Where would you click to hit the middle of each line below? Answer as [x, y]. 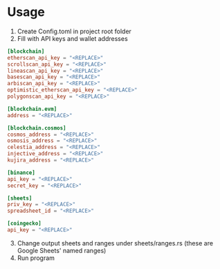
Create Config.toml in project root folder [74, 31]
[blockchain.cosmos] [37, 128]
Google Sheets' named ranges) [62, 250]
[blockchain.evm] [32, 109]
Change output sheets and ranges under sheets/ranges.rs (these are [115, 243]
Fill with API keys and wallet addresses [72, 38]
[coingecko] [24, 224]
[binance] [21, 173]
